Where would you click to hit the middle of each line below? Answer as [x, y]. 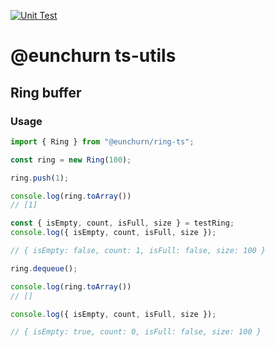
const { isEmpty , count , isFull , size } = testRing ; [122, 223]
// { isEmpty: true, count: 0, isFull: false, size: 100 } [136, 332]
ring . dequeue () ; [44, 268]
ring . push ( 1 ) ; [40, 178]
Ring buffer [46, 92]
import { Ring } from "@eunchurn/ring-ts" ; [102, 141]
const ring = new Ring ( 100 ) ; [71, 160]
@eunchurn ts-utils [93, 56]
